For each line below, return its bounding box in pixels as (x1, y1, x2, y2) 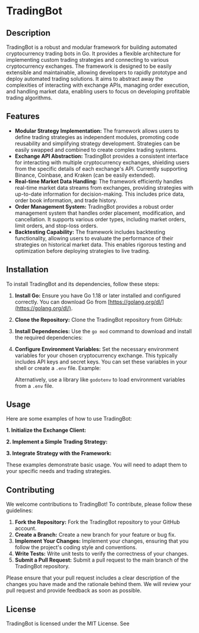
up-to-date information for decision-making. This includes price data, (14, 190, 185, 198)
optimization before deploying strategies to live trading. (14, 247, 150, 254)
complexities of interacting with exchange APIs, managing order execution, (6, 82, 189, 89)
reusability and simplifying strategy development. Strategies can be (14, 140, 180, 147)
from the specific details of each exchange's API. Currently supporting (14, 165, 188, 172)
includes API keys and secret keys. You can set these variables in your (14, 358, 188, 365)
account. (14, 525, 37, 532)
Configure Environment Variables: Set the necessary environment (14, 345, 179, 352)
